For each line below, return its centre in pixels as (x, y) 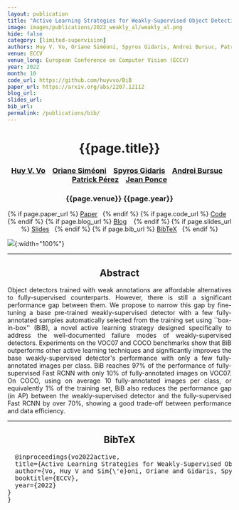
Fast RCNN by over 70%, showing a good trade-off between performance (119, 403)
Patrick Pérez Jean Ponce (119, 179)
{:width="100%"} (39, 244)
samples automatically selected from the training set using (125, 320)
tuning (17, 312)
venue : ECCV (25, 54)
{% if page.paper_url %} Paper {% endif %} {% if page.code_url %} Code (117, 214)
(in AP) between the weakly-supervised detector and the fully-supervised (119, 395)
